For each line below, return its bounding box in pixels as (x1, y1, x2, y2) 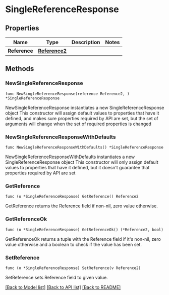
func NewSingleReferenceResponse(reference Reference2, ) (5, 91, 130, 96)
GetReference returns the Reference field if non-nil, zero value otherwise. (5, 203, 158, 209)
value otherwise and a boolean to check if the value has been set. (5, 241, 142, 247)
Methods (5, 64, 34, 73)
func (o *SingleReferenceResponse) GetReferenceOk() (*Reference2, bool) (5, 227, 164, 232)
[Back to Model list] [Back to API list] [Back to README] (5, 284, 121, 290)
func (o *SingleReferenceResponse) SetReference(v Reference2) (5, 265, 141, 271)
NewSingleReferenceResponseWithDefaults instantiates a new (5, 154, 135, 160)
